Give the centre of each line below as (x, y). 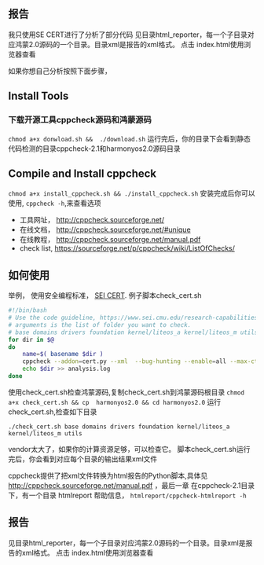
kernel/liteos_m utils (45, 433)
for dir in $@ (31, 339)
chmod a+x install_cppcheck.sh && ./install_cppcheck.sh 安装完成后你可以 (132, 193)
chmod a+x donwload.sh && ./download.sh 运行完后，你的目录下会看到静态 (130, 138)
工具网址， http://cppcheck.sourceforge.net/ (92, 220)
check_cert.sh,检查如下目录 (53, 412)
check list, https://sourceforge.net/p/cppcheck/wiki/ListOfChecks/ (127, 248)
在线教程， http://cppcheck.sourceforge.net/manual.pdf (110, 240)
